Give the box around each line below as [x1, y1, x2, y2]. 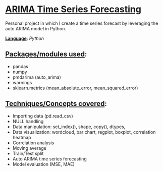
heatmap [12, 134, 31, 140]
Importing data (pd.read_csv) [12, 112, 73, 119]
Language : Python [5, 35, 44, 41]
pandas [12, 63, 29, 69]
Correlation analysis [12, 140, 55, 146]
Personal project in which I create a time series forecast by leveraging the [5, 20, 158, 26]
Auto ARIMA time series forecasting [12, 155, 87, 162]
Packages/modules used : [5, 50, 87, 59]
